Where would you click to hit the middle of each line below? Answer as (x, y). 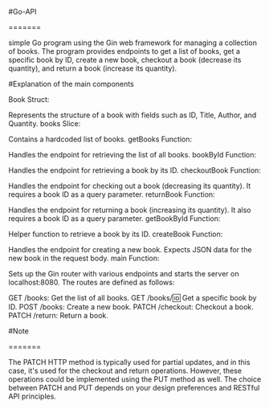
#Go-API (23, 12)
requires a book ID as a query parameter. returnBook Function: (112, 194)
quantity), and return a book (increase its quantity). (93, 68)
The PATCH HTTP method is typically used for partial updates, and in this (129, 362)
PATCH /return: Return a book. (58, 315)
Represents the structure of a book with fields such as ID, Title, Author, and (132, 115)
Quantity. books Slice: (45, 123)
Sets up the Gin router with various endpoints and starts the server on (124, 274)
